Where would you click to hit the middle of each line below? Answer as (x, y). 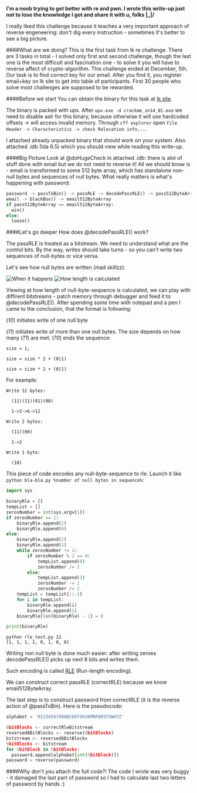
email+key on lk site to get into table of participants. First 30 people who (94, 81)
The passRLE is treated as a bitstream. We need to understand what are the (97, 244)
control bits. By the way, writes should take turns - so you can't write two (94, 250)
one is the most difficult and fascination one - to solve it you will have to (93, 62)
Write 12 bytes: (26, 391)
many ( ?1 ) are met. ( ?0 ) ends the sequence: (59, 338)
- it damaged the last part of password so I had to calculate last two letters (96, 778)
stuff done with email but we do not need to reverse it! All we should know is (98, 164)
